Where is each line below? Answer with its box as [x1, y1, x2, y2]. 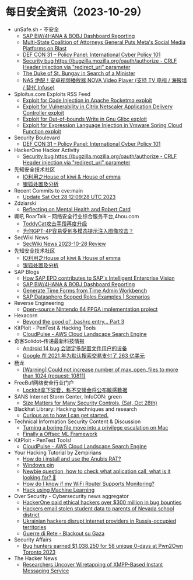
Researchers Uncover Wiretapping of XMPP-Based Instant [22, 561, 163, 568]
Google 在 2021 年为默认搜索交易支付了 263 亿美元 [22, 352, 145, 359]
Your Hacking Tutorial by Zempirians [13, 449, 101, 456]
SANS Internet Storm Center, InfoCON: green [13, 393, 122, 400]
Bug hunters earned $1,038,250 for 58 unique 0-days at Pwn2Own [22, 542, 183, 549]
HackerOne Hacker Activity [13, 146, 80, 153]
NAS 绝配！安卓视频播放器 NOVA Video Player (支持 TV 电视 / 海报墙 [22, 77, 187, 84]
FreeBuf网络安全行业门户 [13, 379, 74, 386]
